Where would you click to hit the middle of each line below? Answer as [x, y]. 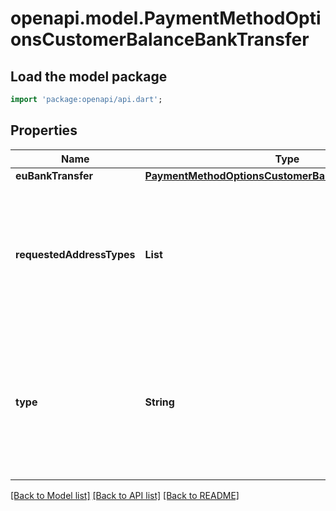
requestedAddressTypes [75, 254]
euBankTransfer [54, 175]
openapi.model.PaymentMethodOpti [166, 18]
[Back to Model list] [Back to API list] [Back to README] [125, 495]
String [159, 402]
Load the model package [89, 76]
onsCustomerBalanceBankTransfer [160, 39]
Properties [44, 130]
